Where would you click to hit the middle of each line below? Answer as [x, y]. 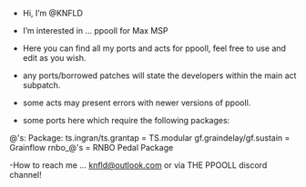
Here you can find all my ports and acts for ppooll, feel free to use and [154, 48]
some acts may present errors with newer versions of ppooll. [137, 103]
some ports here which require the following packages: [126, 120]
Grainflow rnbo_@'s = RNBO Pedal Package [92, 148]
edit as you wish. [54, 58]
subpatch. [41, 85]
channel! [26, 175]
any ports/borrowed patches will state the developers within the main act [159, 75]
